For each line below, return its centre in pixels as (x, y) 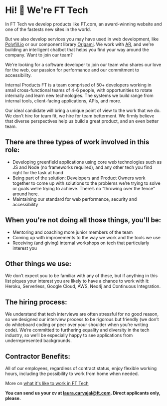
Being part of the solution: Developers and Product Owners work (79, 178)
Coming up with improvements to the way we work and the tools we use (86, 237)
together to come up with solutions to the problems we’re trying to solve (86, 183)
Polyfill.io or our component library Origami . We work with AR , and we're (80, 44)
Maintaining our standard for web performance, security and (75, 199)
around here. (25, 194)
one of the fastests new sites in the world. (48, 29)
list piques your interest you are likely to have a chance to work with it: (77, 281)
